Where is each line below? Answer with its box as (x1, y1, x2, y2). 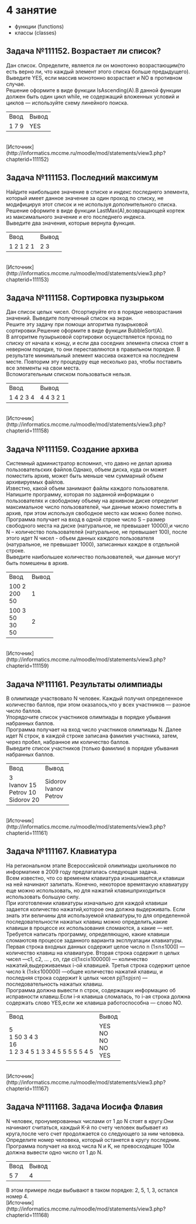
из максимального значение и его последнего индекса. (6, 213, 146, 220)
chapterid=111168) (6, 1211, 50, 1218)
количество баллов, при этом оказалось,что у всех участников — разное (6, 701, 191, 708)
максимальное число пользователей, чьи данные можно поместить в (6, 503, 182, 510)
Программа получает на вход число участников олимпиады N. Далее (6, 726, 181, 733)
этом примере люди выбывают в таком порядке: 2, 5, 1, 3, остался (11, 1186, 178, 1193)
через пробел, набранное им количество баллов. (6, 739, 130, 745)
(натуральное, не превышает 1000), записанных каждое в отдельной (6, 541, 180, 548)
